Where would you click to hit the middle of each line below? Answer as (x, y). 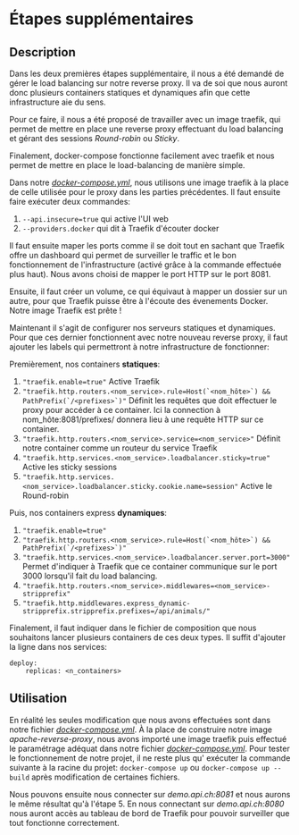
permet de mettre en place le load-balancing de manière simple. (127, 165)
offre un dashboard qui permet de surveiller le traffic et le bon (123, 255)
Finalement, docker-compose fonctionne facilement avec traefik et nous (142, 156)
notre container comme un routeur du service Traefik (120, 448)
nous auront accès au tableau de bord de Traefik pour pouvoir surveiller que (149, 813)
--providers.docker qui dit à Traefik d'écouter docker (120, 228)
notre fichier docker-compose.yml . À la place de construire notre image (141, 730)
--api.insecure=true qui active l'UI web (96, 219)
